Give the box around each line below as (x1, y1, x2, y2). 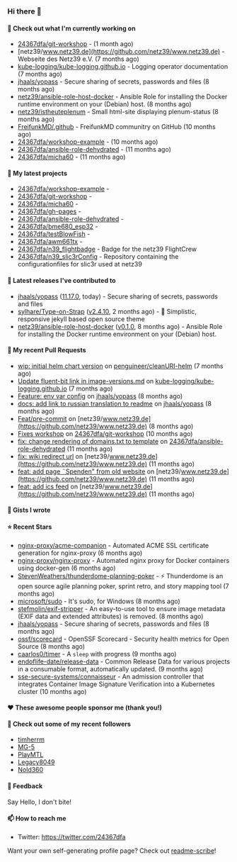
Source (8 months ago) (17, 642, 86, 651)
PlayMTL (17, 751, 44, 759)
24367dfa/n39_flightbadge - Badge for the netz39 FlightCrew (17, 245, 197, 254)
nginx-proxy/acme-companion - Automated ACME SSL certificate (17, 541, 209, 549)
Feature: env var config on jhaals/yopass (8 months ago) (17, 391, 183, 400)
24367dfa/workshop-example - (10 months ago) (17, 138, 158, 146)
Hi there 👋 (7, 6, 42, 16)
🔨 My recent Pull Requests (7, 346, 86, 354)
